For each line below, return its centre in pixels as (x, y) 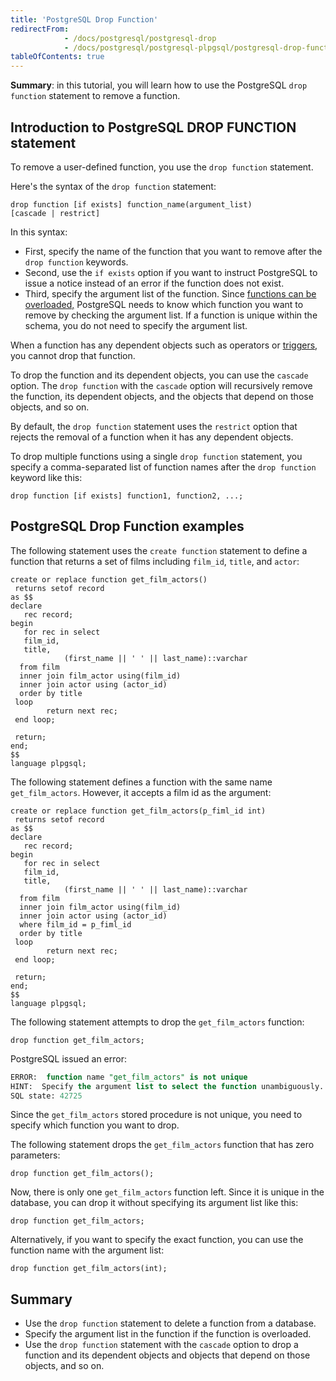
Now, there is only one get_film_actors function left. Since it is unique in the (167, 1192)
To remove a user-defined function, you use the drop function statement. (162, 167)
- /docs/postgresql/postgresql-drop (140, 38)
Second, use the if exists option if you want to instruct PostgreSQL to (171, 272)
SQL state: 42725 (46, 1096)
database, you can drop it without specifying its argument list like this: (154, 1203)
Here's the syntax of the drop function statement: (113, 186)
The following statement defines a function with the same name (141, 782)
